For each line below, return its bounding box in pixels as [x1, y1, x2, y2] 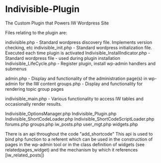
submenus [5, 66, 27, 72]
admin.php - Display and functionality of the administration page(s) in [5, 75, 148, 81]
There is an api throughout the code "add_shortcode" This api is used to [5, 131, 153, 137]
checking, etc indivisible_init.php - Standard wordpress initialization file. [5, 44, 153, 50]
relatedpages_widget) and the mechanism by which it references [5, 147, 138, 153]
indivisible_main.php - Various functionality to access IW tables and [5, 96, 144, 102]
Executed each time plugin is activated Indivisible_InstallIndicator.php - [5, 50, 151, 56]
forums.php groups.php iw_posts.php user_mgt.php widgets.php [5, 121, 138, 127]
